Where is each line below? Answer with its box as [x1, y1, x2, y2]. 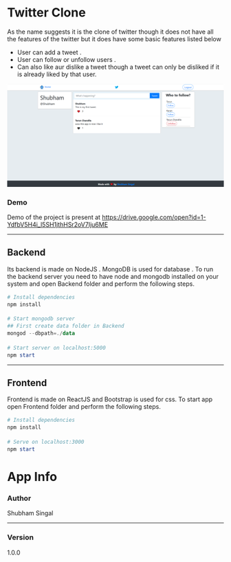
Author [7, 493, 32, 503]
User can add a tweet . [16, 48, 82, 56]
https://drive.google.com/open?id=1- [102, 213, 206, 221]
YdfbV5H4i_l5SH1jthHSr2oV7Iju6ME [7, 220, 109, 228]
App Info [7, 469, 57, 484]
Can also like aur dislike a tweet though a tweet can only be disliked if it [16, 63, 220, 71]
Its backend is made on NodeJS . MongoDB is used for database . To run [7, 265, 214, 273]
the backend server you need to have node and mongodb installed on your [7, 272, 219, 280]
